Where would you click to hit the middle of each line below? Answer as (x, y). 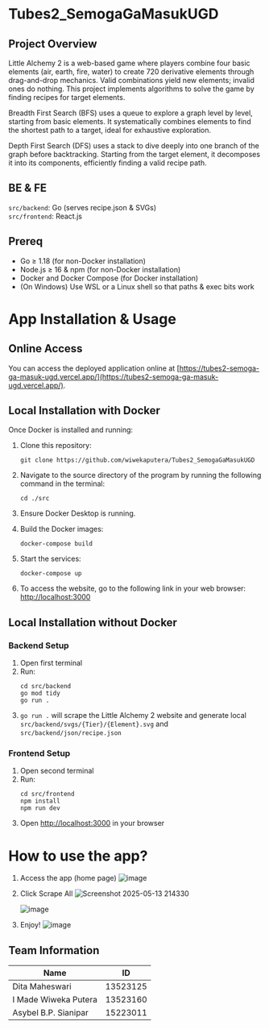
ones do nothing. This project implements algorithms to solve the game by (132, 89)
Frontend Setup (39, 753)
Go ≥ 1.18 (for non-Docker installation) (83, 261)
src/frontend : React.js (46, 216)
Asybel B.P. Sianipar (50, 1013)
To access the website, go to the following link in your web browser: (133, 588)
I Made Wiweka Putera (55, 1000)
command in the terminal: (62, 483)
